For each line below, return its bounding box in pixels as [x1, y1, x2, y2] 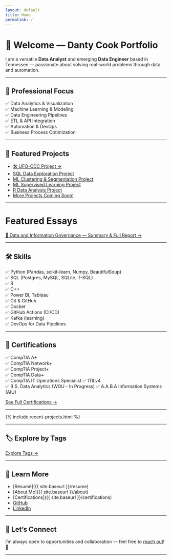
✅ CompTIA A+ [5, 354, 37, 360]
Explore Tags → [5, 450, 38, 456]
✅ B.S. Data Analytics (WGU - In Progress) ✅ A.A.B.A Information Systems [5, 383, 162, 389]
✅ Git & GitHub [5, 297, 37, 303]
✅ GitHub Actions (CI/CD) [5, 309, 60, 315]
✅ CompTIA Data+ [5, 372, 45, 378]
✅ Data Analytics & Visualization [5, 101, 73, 107]
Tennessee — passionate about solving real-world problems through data [5, 62, 161, 68]
